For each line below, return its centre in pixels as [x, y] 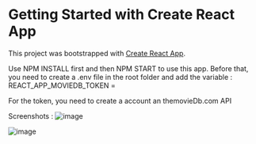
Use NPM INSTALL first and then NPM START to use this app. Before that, [128, 68]
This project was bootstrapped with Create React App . [97, 53]
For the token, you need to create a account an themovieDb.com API [120, 100]
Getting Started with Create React [122, 15]
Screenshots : [31, 116]
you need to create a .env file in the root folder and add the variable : [120, 77]
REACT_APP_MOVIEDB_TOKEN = [62, 85]
